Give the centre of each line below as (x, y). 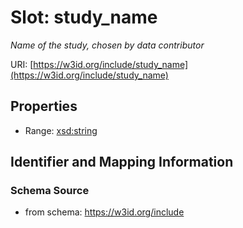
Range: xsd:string (61, 130)
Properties (44, 106)
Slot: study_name (84, 17)
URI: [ (22, 64)
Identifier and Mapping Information (122, 162)
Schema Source (50, 191)
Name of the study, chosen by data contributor (107, 45)
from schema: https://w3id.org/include (104, 212)
